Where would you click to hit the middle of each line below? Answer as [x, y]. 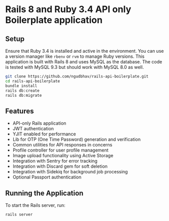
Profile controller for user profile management [60, 150]
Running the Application [44, 193]
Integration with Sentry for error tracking [55, 161]
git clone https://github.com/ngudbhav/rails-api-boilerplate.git [77, 77]
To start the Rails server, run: [36, 205]
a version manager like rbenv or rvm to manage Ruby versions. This [75, 56]
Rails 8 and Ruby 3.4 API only [68, 9]
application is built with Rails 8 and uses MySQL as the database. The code [84, 62]
